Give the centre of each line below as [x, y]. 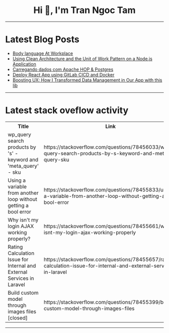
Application [24, 64]
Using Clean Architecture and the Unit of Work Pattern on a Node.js [82, 59]
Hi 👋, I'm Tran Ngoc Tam [84, 10]
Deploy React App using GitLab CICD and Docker [63, 74]
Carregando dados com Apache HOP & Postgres [63, 69]
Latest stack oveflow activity [67, 110]
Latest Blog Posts [42, 39]
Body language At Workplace [43, 53]
